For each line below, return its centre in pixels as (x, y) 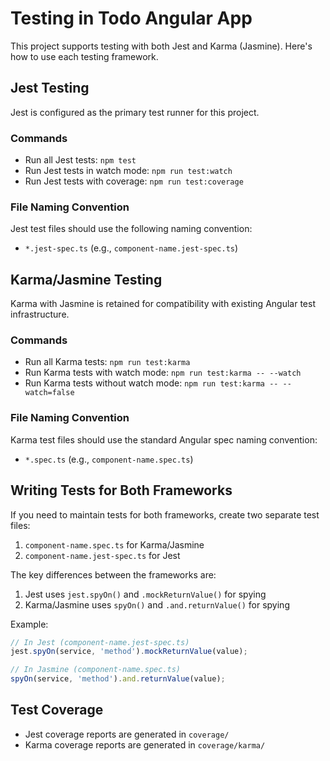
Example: (29, 624)
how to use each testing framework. (84, 56)
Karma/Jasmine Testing (86, 279)
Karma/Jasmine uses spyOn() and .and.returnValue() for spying (157, 604)
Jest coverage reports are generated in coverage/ (127, 734)
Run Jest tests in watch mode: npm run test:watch (128, 171)
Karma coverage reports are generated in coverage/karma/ (145, 744)
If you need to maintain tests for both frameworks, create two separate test (165, 514)
